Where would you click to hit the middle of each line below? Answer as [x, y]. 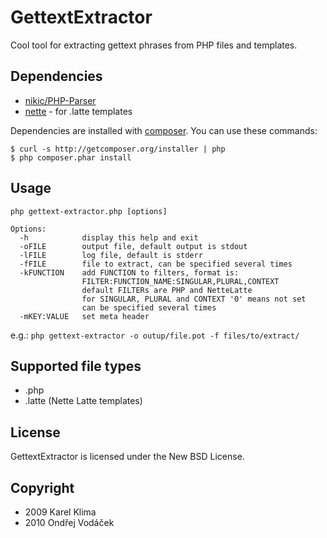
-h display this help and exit [109, 237]
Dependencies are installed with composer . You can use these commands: [164, 130]
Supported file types [76, 366]
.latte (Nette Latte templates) [83, 401]
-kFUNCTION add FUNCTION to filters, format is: [129, 272]
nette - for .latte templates [78, 111]
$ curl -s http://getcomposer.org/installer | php [118, 149]
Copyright [42, 487]
